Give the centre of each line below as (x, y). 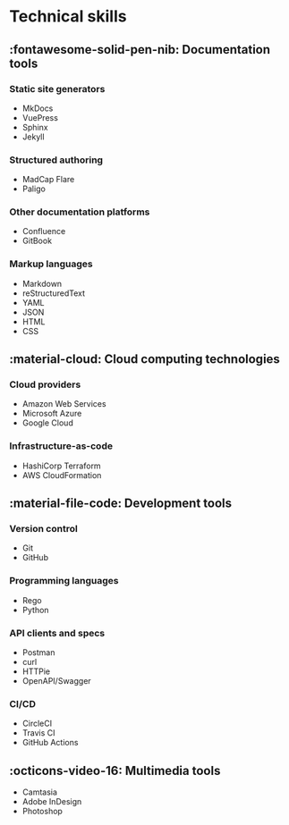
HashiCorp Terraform (61, 466)
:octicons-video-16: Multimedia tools (115, 770)
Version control (43, 529)
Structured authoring (56, 160)
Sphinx (35, 127)
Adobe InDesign (52, 802)
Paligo (34, 189)
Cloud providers (45, 384)
